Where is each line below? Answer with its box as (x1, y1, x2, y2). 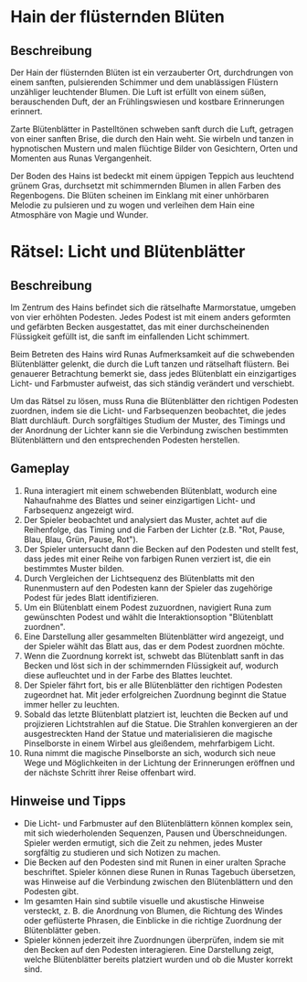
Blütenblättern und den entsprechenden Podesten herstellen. (10, 434, 240, 445)
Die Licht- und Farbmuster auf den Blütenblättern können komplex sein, (23, 817, 293, 828)
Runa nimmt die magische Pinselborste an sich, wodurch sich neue (23, 747, 277, 758)
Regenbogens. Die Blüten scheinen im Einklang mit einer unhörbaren (10, 190, 269, 200)
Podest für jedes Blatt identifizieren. (23, 592, 159, 603)
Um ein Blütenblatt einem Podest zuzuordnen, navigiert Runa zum (23, 602, 272, 613)
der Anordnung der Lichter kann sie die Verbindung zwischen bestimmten (10, 425, 289, 435)
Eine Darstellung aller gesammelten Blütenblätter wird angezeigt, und (23, 631, 284, 642)
